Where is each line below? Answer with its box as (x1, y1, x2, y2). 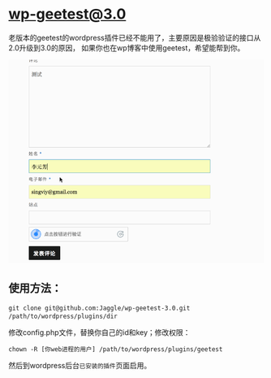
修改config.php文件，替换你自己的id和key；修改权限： (8, 327, 191, 337)
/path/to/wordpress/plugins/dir (8, 312, 118, 320)
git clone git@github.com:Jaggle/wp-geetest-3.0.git (8, 304, 191, 312)
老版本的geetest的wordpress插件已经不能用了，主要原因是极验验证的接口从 (8, 33, 261, 42)
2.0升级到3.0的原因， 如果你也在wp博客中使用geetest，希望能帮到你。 (8, 42, 245, 53)
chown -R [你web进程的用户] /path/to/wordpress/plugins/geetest (8, 345, 223, 354)
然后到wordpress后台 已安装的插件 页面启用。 (8, 360, 152, 370)
